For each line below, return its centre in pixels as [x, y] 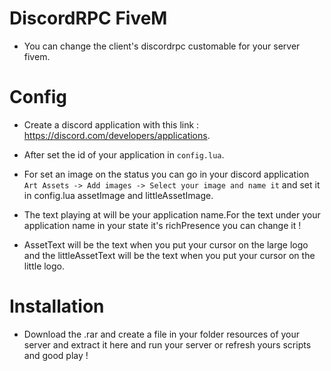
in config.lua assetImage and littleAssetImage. [118, 195]
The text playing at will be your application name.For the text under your [172, 214]
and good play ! [56, 355]
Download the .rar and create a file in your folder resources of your [162, 334]
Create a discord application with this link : [111, 124]
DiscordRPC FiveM [88, 18]
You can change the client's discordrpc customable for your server [162, 46]
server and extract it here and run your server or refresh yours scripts [167, 344]
